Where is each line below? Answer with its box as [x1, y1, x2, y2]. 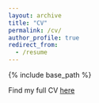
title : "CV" [8, 19, 48, 27]
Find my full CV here [8, 86, 75, 95]
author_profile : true [8, 33, 80, 42]
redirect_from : [8, 41, 59, 49]
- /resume [15, 48, 48, 56]
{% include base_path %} [8, 71, 92, 79]
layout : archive [8, 11, 62, 20]
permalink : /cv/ [8, 26, 62, 34]
